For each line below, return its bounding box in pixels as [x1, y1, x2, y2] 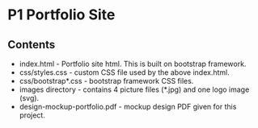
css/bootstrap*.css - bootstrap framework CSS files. [19, 76, 194, 85]
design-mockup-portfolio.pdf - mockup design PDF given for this [19, 102, 237, 111]
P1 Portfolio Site [7, 6, 116, 24]
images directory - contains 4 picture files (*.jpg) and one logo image [19, 85, 250, 94]
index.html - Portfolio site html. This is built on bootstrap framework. [19, 59, 247, 68]
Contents [7, 38, 56, 52]
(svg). [19, 93, 40, 102]
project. [19, 110, 45, 120]
